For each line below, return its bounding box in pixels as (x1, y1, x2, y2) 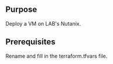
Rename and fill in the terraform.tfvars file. (5, 52, 108, 59)
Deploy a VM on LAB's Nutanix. (5, 20, 81, 27)
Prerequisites (5, 37, 56, 47)
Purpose (5, 5, 37, 15)
